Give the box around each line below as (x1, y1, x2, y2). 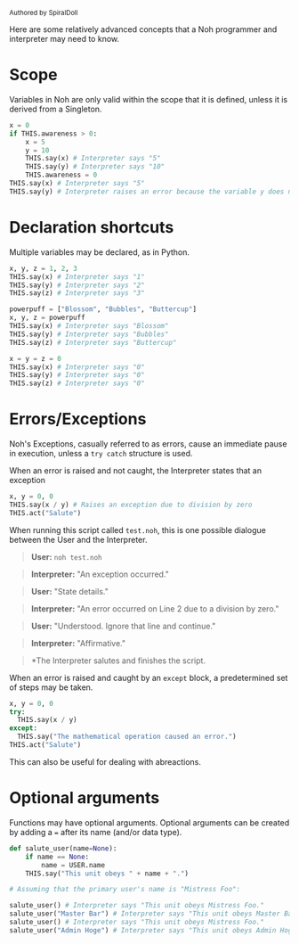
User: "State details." (30, 586, 109, 596)
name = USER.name (41, 860, 105, 869)
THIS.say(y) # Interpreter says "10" (25, 162, 166, 171)
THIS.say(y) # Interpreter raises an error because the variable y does (9, 187, 285, 196)
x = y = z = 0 (9, 354, 62, 363)
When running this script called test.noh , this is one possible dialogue (9, 524, 267, 535)
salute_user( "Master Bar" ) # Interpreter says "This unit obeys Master (9, 909, 280, 918)
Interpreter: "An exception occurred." (30, 569, 169, 579)
